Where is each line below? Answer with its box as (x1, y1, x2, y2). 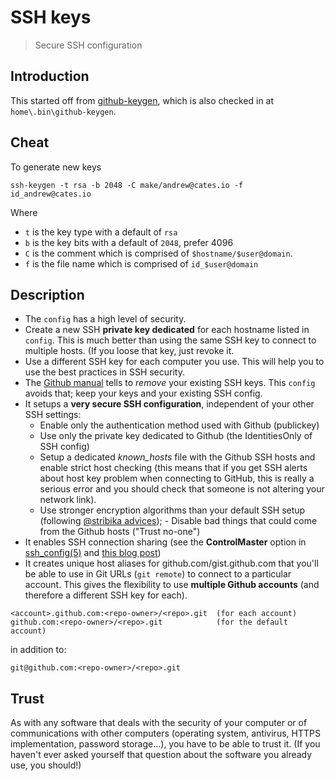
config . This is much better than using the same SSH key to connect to (24, 334, 317, 346)
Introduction (10, 68, 90, 85)
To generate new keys (10, 161, 102, 173)
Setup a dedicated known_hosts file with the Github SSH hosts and (39, 451, 316, 463)
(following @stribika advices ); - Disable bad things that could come (39, 515, 318, 527)
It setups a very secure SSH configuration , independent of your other (24, 398, 315, 410)
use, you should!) (10, 759, 82, 771)
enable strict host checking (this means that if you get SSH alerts (39, 462, 308, 474)
